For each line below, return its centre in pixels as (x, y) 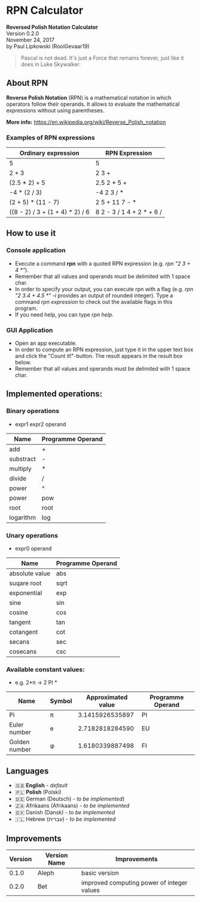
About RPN (27, 83)
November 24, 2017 (31, 40)
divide (18, 478)
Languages (28, 771)
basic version (100, 873)
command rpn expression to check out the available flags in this (94, 301)
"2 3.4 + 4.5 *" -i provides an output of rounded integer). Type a (94, 295)
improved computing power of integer (134, 882)
